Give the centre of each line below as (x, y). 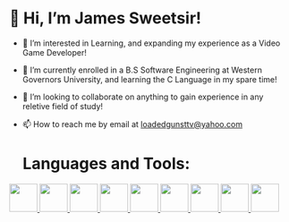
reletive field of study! (63, 106)
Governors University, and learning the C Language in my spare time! (149, 79)
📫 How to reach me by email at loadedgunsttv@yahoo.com (132, 124)
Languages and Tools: (106, 164)
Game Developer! (55, 52)
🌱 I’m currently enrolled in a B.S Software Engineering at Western (142, 70)
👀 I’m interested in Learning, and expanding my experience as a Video (151, 43)
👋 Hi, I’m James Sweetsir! (106, 18)
